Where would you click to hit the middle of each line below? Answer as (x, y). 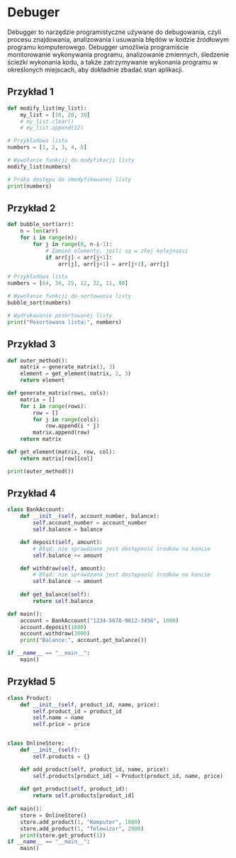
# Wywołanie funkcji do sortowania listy (69, 296)
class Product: (30, 698)
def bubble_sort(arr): (41, 225)
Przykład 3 (32, 344)
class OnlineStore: (36, 744)
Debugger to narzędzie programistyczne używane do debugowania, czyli (114, 32)
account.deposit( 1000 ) (54, 627)
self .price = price (62, 724)
